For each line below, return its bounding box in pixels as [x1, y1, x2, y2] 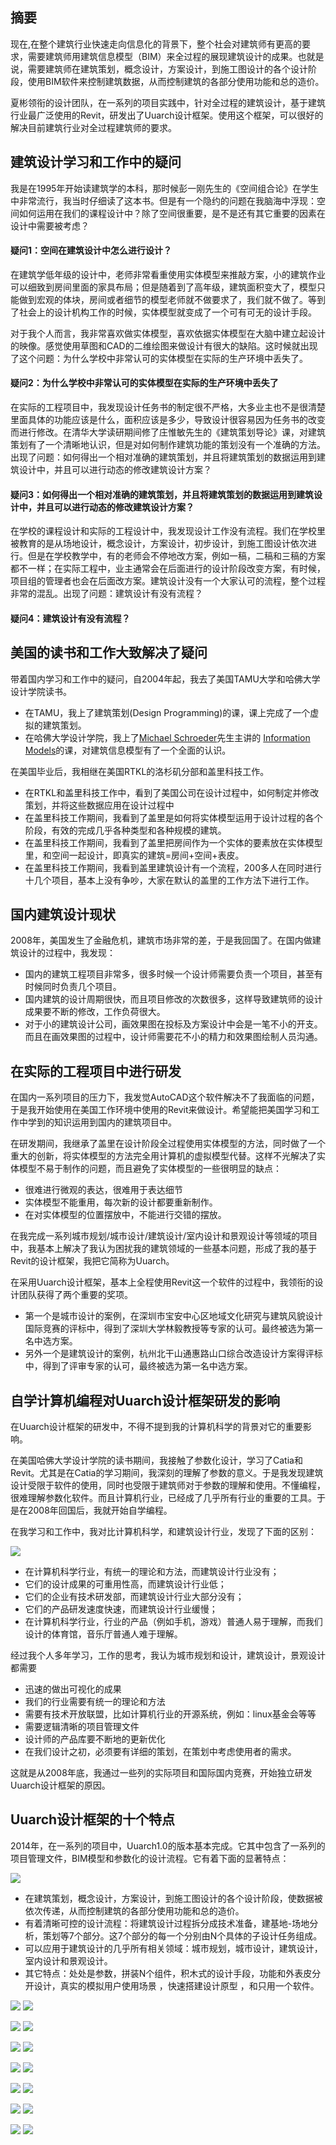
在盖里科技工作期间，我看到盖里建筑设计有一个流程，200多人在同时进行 [24, 861, 322, 873]
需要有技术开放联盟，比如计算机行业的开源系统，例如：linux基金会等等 [24, 1708, 317, 1720]
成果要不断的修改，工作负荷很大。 [24, 1006, 166, 1018]
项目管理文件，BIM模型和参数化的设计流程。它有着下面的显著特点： [10, 1852, 290, 1864]
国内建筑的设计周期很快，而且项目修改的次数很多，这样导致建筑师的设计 [24, 993, 323, 1005]
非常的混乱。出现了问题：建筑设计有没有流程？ [10, 588, 203, 600]
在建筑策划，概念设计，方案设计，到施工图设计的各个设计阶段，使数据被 [24, 1892, 323, 1904]
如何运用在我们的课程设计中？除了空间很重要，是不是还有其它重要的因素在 [18, 207, 326, 219]
